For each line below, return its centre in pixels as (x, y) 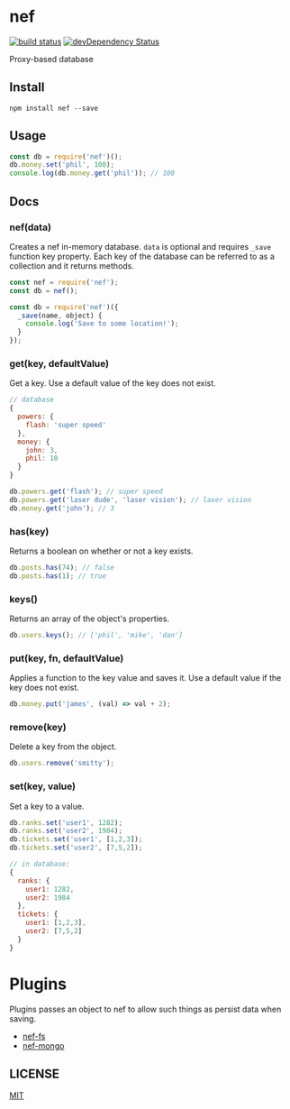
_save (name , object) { (60, 316)
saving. (23, 1018)
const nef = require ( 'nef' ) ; (64, 282)
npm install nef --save (54, 108)
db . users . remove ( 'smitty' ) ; (62, 764)
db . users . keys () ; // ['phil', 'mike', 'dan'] (96, 636)
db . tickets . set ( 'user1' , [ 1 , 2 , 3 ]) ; (76, 839)
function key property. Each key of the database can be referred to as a (142, 256)
